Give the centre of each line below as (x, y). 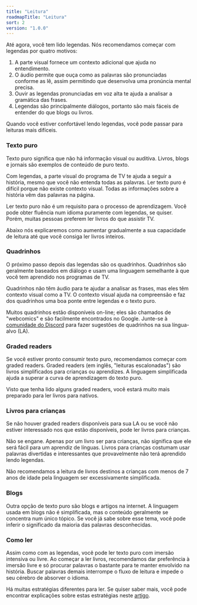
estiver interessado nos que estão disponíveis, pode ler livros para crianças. (98, 430)
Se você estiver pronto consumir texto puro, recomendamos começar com (96, 359)
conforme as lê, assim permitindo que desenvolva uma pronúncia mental (103, 81)
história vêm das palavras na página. (51, 194)
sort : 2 (16, 22)
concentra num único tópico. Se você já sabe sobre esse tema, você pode (96, 518)
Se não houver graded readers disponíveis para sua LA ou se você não (92, 424)
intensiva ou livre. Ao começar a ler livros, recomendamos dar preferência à (98, 559)
